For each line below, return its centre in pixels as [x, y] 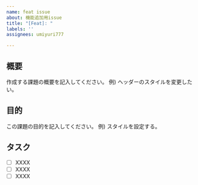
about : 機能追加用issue [34, 18]
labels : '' [20, 29]
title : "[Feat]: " [30, 23]
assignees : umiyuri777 [35, 35]
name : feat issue [28, 12]
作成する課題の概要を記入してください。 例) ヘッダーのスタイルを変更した [100, 82]
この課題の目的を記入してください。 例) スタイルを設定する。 [83, 126]
